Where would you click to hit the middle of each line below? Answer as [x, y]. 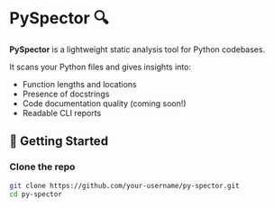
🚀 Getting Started [59, 141]
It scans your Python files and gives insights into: [100, 67]
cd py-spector [36, 194]
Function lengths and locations [79, 84]
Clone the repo [42, 167]
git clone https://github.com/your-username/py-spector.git [125, 185]
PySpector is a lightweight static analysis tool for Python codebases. [137, 49]
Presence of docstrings [66, 94]
